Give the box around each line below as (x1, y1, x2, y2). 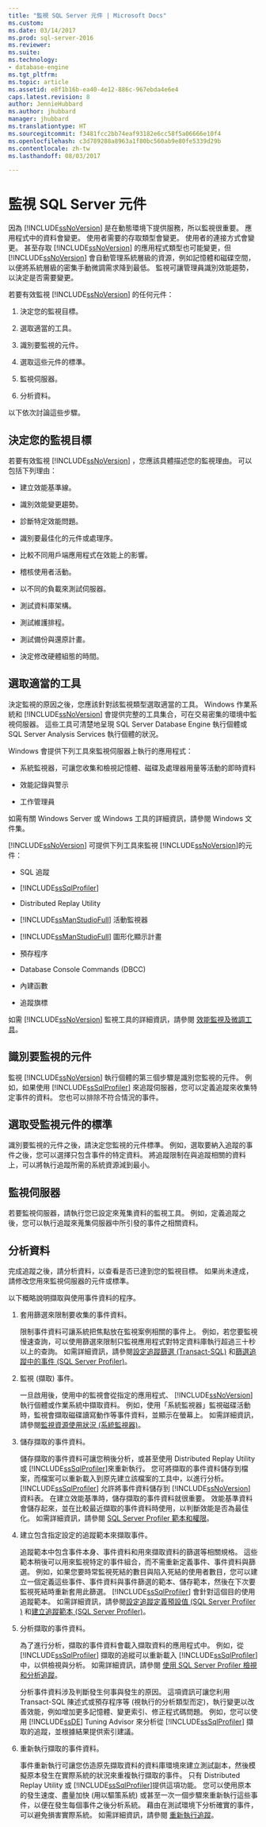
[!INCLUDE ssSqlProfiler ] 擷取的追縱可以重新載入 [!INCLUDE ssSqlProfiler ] (19, 1651, 258, 1660)
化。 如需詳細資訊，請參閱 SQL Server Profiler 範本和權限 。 (19, 1513, 214, 1523)
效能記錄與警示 (19, 780, 69, 789)
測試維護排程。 (19, 618, 69, 627)
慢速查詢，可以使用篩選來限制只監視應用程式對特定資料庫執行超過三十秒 (19, 1337, 256, 1347)
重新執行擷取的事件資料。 (19, 1744, 104, 1753)
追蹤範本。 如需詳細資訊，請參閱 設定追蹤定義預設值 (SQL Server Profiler (19, 1597, 256, 1606)
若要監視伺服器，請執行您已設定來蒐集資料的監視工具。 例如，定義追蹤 (8, 1208, 239, 1218)
